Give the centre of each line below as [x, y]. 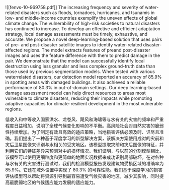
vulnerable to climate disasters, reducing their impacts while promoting [79, 98]
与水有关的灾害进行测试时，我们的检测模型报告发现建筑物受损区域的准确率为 [84, 164]
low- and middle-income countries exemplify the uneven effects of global [81, 18]
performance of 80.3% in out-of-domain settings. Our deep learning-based [83, 87]
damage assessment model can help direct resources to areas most [75, 93]
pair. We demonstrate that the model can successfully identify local [75, 61]
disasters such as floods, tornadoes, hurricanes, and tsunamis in [88, 13]
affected [14, 50]
